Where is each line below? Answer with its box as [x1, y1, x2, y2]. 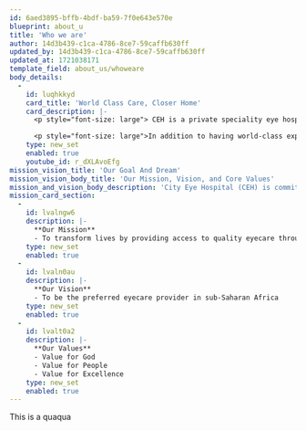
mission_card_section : [9, 191, 96, 201]
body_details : [9, 73, 64, 82]
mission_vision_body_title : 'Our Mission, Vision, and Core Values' [9, 174, 275, 184]
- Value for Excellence [33, 369, 125, 379]
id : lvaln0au [25, 268, 76, 277]
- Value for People [33, 361, 107, 370]
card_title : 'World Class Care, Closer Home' [25, 98, 202, 108]
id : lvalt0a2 [25, 327, 76, 336]
